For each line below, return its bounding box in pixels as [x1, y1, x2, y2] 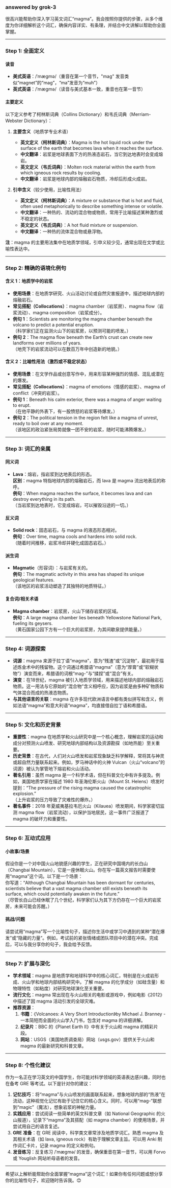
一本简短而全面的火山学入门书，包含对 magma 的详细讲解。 [20, 1017, 146, 1023]
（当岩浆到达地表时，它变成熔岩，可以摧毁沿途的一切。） [12, 502, 131, 508]
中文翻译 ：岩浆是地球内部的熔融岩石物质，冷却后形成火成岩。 [20, 175, 150, 182]
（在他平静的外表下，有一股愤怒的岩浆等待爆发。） [12, 408, 118, 414]
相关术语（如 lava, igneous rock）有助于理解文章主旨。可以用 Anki [17, 1136, 157, 1143]
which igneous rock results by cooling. [20, 170, 102, 176]
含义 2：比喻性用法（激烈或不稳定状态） [5, 359, 90, 365]
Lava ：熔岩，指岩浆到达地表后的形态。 [12, 471, 95, 477]
